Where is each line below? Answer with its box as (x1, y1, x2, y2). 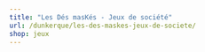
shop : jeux (9, 29, 50, 38)
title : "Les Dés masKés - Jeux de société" (9, 12, 173, 22)
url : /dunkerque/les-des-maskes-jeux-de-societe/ (9, 21, 197, 30)
